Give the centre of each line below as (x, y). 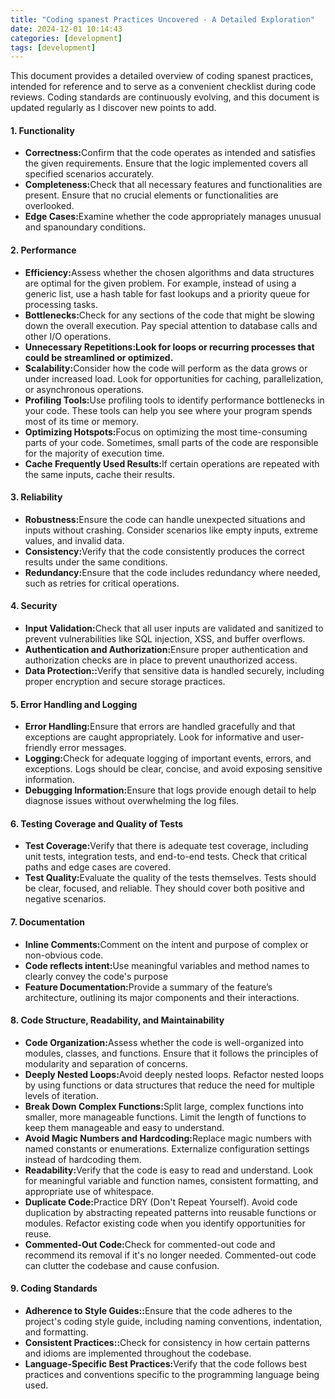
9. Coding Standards (54, 1288)
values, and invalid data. (74, 540)
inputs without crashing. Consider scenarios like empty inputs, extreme (171, 530)
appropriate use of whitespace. (89, 1191)
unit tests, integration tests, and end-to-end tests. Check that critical (166, 857)
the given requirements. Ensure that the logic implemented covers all (166, 163)
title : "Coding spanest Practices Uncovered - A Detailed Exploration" (162, 19)
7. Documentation (47, 922)
